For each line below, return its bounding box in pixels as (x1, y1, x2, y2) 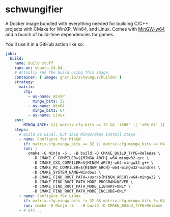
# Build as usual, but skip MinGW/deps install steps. (18, 132, 138, 137)
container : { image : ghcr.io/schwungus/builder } (14, 75, 122, 80)
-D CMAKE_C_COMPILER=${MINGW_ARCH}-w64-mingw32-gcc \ (32, 156, 149, 161)
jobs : (5, 51, 17, 56)
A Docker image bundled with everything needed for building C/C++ (5, 20, 149, 27)
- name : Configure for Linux (18, 194, 81, 199)
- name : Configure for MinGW (18, 136, 81, 141)
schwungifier (5, 4, 63, 15)
